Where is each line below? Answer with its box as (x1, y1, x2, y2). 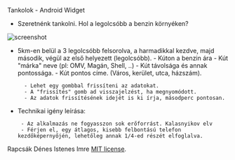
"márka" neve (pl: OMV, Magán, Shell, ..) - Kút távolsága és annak (17, 61, 208, 69)
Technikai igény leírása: (17, 107, 86, 115)
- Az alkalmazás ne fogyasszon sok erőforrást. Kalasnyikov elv (20, 120, 213, 127)
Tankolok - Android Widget (7, 6, 86, 14)
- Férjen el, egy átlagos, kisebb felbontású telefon (20, 126, 182, 133)
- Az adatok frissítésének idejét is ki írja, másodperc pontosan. (24, 94, 226, 101)
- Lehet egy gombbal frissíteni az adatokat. (24, 82, 159, 89)
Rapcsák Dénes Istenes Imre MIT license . (7, 145, 127, 153)
